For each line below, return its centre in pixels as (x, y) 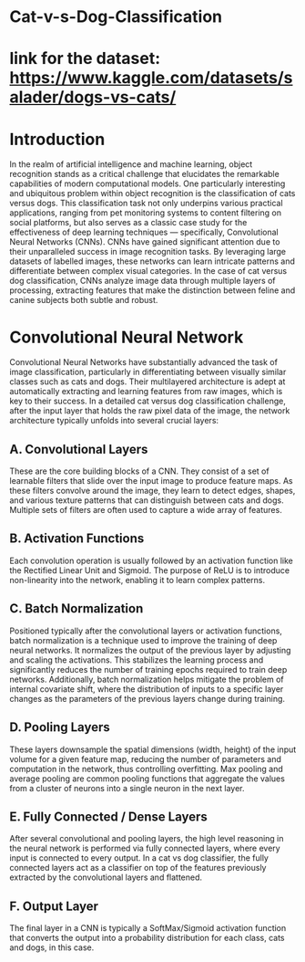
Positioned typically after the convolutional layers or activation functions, (146, 631)
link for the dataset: (85, 59)
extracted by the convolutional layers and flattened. (106, 877)
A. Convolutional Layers (79, 449)
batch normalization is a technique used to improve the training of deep (143, 640)
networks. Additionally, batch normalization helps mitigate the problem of (147, 679)
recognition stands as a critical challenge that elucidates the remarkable (144, 174)
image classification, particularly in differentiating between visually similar (148, 372)
